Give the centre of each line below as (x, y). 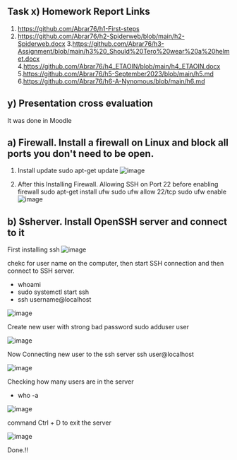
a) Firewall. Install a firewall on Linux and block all (118, 143)
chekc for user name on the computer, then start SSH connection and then (116, 264)
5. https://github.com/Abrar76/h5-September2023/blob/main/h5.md (115, 73)
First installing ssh (34, 249)
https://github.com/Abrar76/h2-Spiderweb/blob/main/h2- (101, 36)
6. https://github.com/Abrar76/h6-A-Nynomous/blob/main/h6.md (111, 81)
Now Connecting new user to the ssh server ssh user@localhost (101, 354)
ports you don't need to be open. (81, 154)
